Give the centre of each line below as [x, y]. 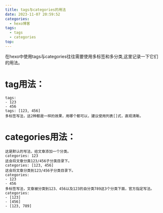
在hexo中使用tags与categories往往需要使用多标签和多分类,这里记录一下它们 [82, 56]
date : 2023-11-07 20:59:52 [33, 14]
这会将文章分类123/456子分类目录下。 [39, 161]
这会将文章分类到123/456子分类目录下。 [40, 171]
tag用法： [25, 84]
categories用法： [41, 137]
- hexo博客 [20, 23]
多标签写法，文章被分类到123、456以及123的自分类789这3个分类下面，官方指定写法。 [80, 189]
